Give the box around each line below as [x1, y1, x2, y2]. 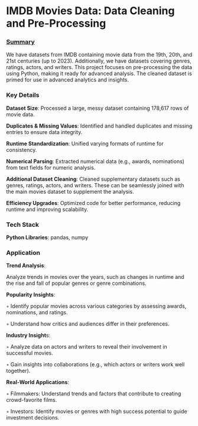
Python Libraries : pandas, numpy [6, 234, 89, 241]
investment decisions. [6, 414, 60, 421]
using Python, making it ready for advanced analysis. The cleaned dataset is [6, 70, 192, 77]
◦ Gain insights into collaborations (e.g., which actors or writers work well [6, 361, 185, 368]
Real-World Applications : [6, 379, 70, 386]
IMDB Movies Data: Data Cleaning [6, 4, 175, 18]
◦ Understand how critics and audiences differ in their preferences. [6, 320, 170, 327]
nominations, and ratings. [6, 309, 68, 316]
